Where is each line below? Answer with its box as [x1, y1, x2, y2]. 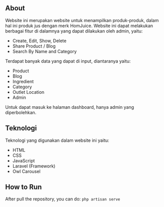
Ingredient [12, 78, 34, 84]
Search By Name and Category [12, 48, 77, 54]
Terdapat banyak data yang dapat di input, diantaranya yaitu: [5, 58, 131, 64]
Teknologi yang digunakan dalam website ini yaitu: [5, 137, 109, 143]
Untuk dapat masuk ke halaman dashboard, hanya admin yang [5, 104, 134, 110]
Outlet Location [12, 89, 45, 95]
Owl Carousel [12, 168, 41, 174]
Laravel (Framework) [12, 163, 56, 169]
